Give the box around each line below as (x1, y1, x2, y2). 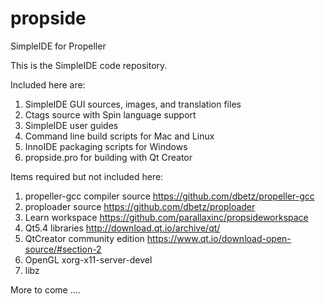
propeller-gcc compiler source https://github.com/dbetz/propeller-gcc (24, 190, 315, 202)
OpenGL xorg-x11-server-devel (24, 253, 153, 266)
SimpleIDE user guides (24, 119, 119, 131)
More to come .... (10, 283, 81, 296)
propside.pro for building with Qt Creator (24, 151, 193, 163)
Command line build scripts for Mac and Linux (24, 130, 215, 142)
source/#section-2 (24, 243, 102, 255)
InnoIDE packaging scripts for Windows (24, 140, 188, 152)
